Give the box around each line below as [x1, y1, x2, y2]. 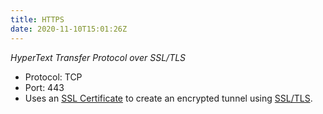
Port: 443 [24, 81, 65, 93]
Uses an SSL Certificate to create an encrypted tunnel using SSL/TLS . [24, 92, 313, 104]
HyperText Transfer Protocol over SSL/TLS [10, 51, 187, 63]
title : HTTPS [10, 14, 65, 25]
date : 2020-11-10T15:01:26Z [10, 24, 128, 34]
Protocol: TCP [24, 71, 83, 83]
